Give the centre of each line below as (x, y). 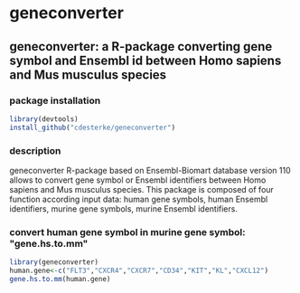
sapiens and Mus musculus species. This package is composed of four (141, 189)
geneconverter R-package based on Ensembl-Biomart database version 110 (150, 170)
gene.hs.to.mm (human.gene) (60, 279)
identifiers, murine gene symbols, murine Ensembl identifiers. (123, 208)
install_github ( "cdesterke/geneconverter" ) (93, 128)
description (35, 150)
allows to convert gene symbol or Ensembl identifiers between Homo (138, 180)
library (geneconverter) (54, 262)
